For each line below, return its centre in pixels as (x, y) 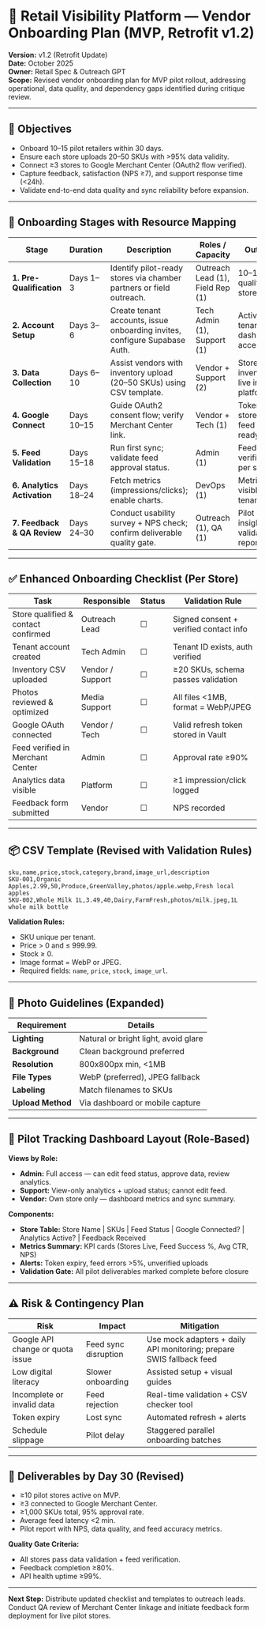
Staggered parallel (181, 1430)
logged (186, 790)
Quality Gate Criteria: (44, 1544)
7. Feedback (36, 522)
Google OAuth (38, 725)
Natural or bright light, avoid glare (141, 1038)
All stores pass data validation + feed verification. (100, 1559)
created (26, 657)
